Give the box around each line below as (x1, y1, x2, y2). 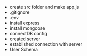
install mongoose (9, 25, 45, 31)
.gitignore (9, 9, 30, 15)
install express (9, 20, 40, 26)
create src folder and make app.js (9, 4, 79, 10)
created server (9, 36, 41, 42)
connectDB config (9, 31, 47, 36)
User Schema (9, 47, 38, 52)
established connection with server (9, 41, 82, 47)
